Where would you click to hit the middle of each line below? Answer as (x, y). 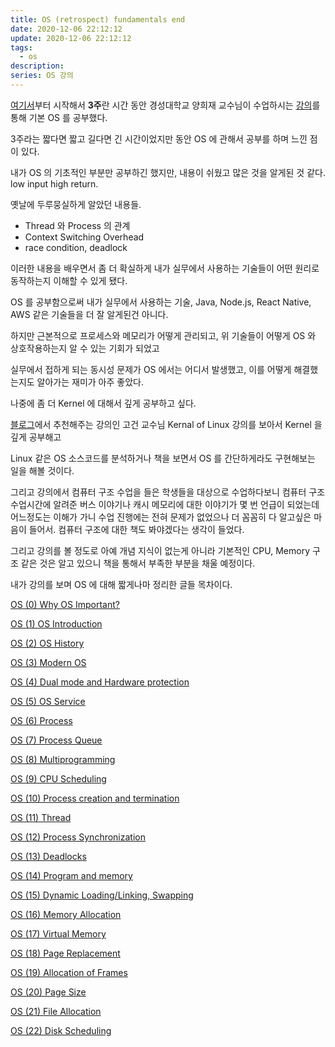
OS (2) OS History (47, 643)
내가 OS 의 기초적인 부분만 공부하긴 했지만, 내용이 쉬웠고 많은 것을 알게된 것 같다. (168, 172)
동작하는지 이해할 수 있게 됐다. (69, 280)
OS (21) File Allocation (56, 1011)
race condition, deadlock (76, 247)
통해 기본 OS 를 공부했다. (59, 117)
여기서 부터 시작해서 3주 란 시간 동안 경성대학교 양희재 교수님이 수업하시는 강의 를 (165, 105)
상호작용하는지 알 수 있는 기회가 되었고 (85, 348)
